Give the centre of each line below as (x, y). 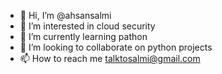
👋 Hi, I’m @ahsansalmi (65, 15)
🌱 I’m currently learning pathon (83, 36)
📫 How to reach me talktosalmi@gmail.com (110, 58)
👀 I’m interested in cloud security (87, 26)
